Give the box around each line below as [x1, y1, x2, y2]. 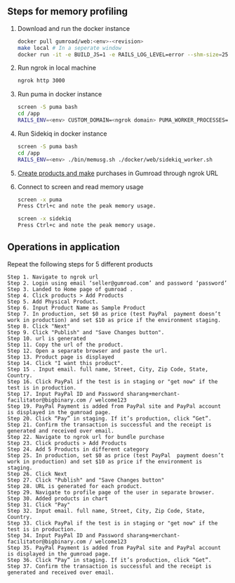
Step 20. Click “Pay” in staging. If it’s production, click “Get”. [7, 415, 212, 422]
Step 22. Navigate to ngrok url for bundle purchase [7, 433, 165, 440]
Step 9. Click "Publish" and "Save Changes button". [7, 328, 165, 336]
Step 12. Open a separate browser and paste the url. [7, 347, 168, 354]
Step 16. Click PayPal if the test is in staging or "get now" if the [7, 378, 218, 385]
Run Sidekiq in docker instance [17, 129, 107, 138]
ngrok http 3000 [17, 77, 65, 84]
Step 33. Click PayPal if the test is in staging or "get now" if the [7, 520, 218, 527]
